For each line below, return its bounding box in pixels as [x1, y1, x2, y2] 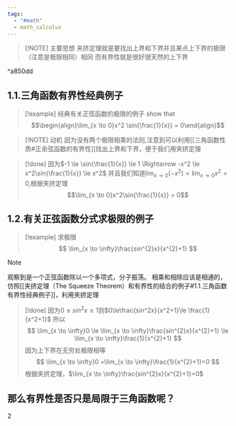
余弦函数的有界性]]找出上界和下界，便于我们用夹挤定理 [41, 145, 201, 153]
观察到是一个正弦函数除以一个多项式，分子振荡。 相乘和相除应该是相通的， [7, 273, 227, 281]
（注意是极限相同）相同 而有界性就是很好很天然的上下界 [24, 53, 189, 61]
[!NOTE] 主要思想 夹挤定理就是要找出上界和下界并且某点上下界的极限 [24, 44, 226, 53]
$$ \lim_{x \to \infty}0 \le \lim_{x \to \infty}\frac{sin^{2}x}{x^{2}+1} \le [27, 327, 229, 335]
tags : [7, 10, 23, 18]
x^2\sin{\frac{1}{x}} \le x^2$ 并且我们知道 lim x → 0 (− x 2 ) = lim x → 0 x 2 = [24, 168, 228, 179]
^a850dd [7, 67, 33, 75]
